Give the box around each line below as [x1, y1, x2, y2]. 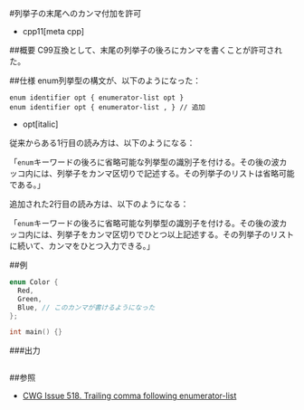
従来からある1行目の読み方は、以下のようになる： [9, 138, 195, 148]
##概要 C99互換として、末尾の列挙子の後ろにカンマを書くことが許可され [9, 44, 283, 55]
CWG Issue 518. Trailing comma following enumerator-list [22, 390, 237, 401]
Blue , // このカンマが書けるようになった [17, 302, 156, 312]
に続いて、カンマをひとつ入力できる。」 [9, 241, 156, 251]
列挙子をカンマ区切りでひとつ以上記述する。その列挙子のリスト [56, 229, 295, 240]
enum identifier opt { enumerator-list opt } [9, 93, 184, 102]
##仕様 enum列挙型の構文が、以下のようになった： [9, 75, 202, 86]
